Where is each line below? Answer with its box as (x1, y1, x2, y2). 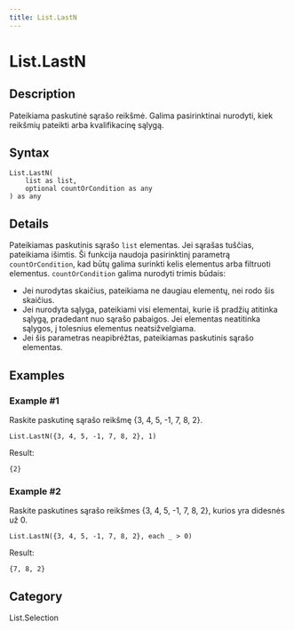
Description (9, 86, 75, 102)
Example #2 (9, 485, 62, 498)
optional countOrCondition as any (25, 184, 153, 194)
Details (9, 216, 49, 231)
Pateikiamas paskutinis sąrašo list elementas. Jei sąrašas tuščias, (9, 240, 255, 251)
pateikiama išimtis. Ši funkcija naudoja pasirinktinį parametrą (9, 250, 231, 260)
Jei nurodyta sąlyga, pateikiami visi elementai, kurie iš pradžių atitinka (21, 304, 278, 315)
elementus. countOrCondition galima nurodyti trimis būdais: (9, 268, 226, 279)
